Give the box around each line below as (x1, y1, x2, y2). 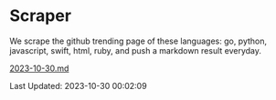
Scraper (9, 5, 71, 26)
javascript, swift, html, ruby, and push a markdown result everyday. (9, 45, 262, 55)
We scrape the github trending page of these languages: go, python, (9, 35, 268, 46)
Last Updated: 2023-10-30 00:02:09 (9, 80, 148, 91)
